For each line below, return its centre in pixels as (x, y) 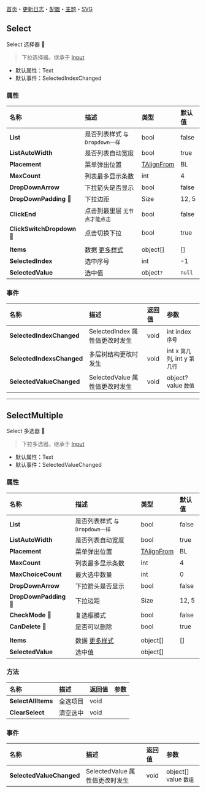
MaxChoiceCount (36, 574)
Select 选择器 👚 (26, 44)
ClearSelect (27, 713)
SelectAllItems (31, 701)
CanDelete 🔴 (28, 627)
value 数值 (181, 386)
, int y (180, 359)
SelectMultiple (35, 416)
